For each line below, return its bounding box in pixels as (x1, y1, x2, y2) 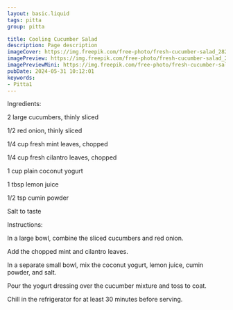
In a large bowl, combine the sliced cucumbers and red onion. (7, 234, 184, 243)
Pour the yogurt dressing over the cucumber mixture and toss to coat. (7, 282, 207, 290)
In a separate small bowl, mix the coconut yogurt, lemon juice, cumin (7, 261, 204, 269)
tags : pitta (7, 17, 42, 24)
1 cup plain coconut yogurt (7, 167, 83, 175)
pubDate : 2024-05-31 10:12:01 (7, 67, 95, 75)
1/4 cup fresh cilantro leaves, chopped (7, 153, 117, 162)
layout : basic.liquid (7, 10, 70, 17)
